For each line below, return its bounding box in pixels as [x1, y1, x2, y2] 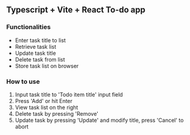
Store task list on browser [14, 62, 79, 69]
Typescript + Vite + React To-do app [6, 5, 146, 15]
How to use [6, 77, 40, 86]
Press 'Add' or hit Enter [14, 97, 73, 104]
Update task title [14, 49, 56, 57]
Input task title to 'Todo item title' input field [14, 90, 123, 98]
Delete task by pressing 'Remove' [14, 110, 98, 117]
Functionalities [6, 23, 51, 31]
